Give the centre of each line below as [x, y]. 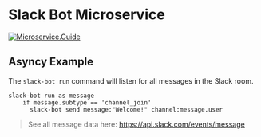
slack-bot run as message [51, 96]
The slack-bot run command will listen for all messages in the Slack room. [131, 80]
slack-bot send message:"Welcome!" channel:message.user [126, 109]
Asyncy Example [51, 62]
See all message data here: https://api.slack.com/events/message [136, 124]
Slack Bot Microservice [87, 15]
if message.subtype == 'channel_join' [87, 102]
